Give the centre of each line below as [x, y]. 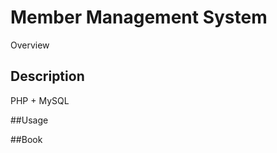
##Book [26, 139]
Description [47, 76]
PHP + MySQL [40, 100]
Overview [30, 45]
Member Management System [139, 17]
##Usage [29, 120]
